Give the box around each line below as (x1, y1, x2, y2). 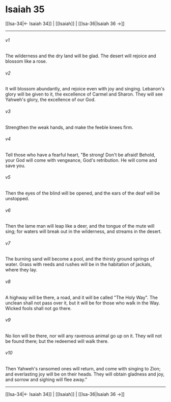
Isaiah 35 (5, 4, 45, 15)
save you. (5, 162, 26, 169)
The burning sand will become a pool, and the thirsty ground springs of (5, 256, 155, 262)
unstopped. (5, 195, 30, 201)
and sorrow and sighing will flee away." (5, 376, 88, 383)
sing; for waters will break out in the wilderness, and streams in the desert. (5, 228, 162, 234)
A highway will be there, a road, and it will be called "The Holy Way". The (5, 294, 158, 300)
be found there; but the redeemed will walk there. (5, 338, 109, 344)
